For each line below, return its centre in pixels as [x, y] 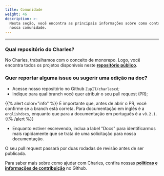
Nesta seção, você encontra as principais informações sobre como [78, 23]
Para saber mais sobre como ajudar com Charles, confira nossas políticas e [81, 163]
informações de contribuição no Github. [46, 168]
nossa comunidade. [28, 28]
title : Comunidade [24, 10]
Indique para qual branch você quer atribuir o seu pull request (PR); [80, 94]
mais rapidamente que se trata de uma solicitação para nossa [74, 133]
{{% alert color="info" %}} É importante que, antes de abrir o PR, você [76, 103]
